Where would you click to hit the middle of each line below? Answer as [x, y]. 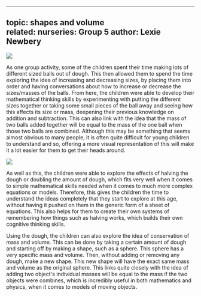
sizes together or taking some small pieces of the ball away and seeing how [100, 105]
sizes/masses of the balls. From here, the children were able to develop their [100, 92]
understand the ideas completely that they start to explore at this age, [92, 198]
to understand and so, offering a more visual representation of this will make [100, 143]
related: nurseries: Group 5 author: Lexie [84, 32]
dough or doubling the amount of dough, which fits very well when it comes [100, 179]
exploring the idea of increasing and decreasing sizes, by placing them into [99, 80]
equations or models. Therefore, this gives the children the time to [88, 192]
